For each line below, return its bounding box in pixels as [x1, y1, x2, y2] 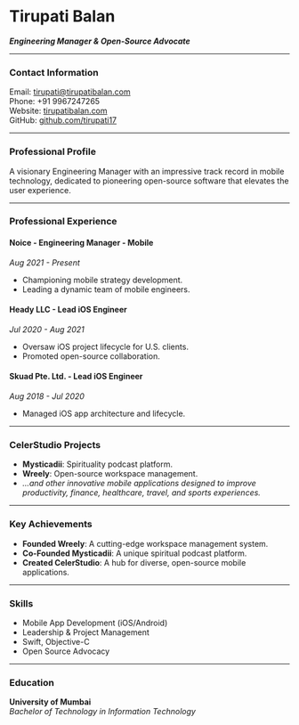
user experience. [9, 184, 71, 195]
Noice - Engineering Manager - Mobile [9, 238, 154, 248]
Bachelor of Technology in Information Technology [9, 706, 196, 717]
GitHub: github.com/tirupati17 [9, 115, 117, 126]
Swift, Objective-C [21, 636, 91, 647]
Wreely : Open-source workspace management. [21, 468, 198, 479]
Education [9, 676, 55, 688]
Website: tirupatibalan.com [9, 105, 109, 117]
